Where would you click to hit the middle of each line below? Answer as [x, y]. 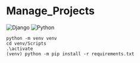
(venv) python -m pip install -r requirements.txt [70, 54]
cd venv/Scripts [26, 43]
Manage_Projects [51, 11]
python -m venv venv [32, 38]
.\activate [20, 49]
